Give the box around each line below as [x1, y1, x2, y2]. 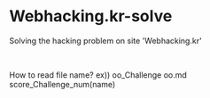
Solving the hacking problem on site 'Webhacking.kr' [9, 35, 202, 46]
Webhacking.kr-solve [9, 6, 173, 26]
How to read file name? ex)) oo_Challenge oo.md [9, 69, 188, 80]
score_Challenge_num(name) [9, 79, 116, 89]
